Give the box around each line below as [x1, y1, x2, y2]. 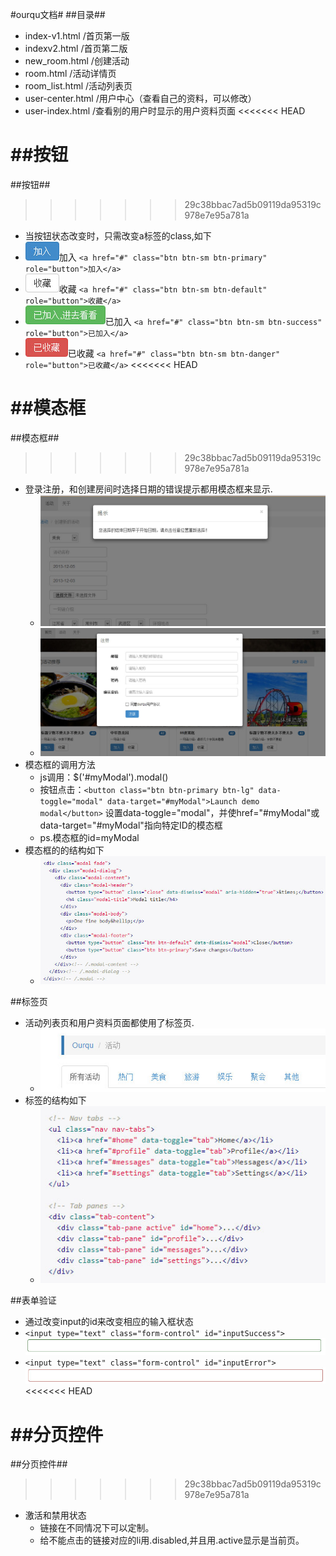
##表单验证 [10, 1294, 57, 1306]
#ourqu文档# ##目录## [10, 9, 106, 20]
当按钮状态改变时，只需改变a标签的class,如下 [24, 229, 212, 242]
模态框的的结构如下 [24, 844, 105, 856]
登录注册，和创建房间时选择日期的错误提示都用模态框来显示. [24, 483, 273, 495]
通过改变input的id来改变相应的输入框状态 [24, 1315, 194, 1327]
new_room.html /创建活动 [24, 55, 130, 67]
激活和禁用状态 [24, 1509, 87, 1522]
